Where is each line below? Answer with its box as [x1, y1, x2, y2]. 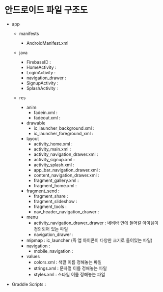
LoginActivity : [26, 69, 56, 75]
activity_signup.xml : [33, 156, 75, 162]
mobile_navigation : [33, 248, 73, 254]
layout [26, 136, 39, 142]
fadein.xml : [33, 109, 57, 116]
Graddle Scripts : [11, 281, 46, 287]
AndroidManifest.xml [26, 40, 69, 46]
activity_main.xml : [33, 146, 71, 152]
